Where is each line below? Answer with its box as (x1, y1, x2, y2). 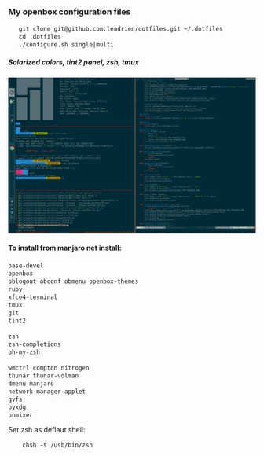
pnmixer (8, 411, 34, 419)
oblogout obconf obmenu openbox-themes (8, 278, 139, 285)
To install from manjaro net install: (8, 243, 122, 253)
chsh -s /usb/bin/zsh (22, 441, 93, 449)
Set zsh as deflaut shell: (8, 425, 86, 434)
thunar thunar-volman (8, 372, 79, 380)
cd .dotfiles (18, 33, 61, 41)
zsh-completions (8, 340, 61, 348)
